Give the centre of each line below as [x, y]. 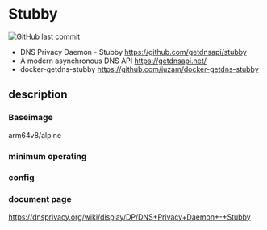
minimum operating [48, 156]
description [38, 95]
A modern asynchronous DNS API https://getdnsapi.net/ [113, 61]
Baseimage [31, 118]
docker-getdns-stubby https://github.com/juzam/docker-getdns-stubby [140, 69]
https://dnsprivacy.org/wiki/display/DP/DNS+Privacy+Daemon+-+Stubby [130, 217]
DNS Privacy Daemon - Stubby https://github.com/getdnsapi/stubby [133, 52]
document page [40, 199]
